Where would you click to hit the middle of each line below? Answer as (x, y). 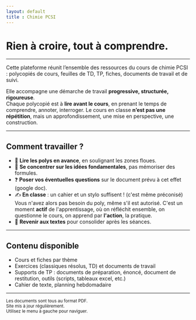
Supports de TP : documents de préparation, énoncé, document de (95, 273)
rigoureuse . (20, 98)
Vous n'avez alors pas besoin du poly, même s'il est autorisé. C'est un (99, 203)
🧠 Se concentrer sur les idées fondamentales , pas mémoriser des (95, 167)
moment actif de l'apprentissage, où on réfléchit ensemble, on (90, 209)
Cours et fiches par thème (46, 260)
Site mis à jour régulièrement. (36, 306)
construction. (22, 122)
